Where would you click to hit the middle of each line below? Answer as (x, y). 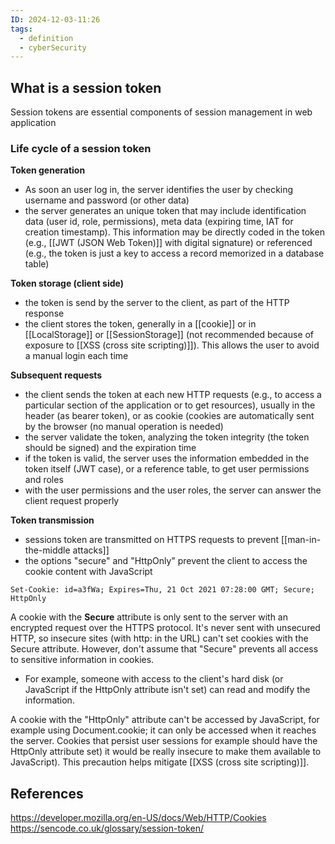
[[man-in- (301, 540)
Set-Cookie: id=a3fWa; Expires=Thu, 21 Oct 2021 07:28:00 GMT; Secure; (162, 590)
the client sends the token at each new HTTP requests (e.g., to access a (173, 395)
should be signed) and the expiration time (110, 448)
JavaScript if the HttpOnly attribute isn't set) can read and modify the (167, 690)
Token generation (48, 170)
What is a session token (86, 87)
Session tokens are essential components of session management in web (161, 112)
